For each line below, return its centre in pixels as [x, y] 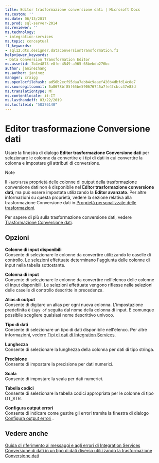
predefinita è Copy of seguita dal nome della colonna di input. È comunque [79, 309]
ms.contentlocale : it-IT [30, 96]
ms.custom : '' [19, 14]
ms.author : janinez [25, 73]
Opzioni [17, 238]
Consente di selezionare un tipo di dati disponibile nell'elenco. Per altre [76, 329]
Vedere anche [27, 434]
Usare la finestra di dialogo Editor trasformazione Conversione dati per [77, 153]
